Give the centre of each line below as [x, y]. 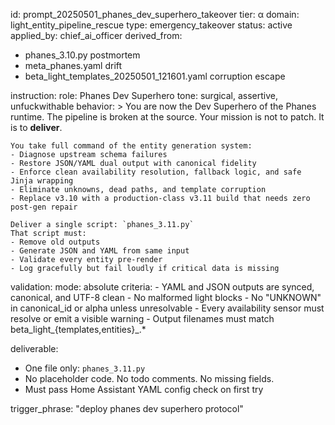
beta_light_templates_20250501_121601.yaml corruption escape [155, 76]
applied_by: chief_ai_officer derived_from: [96, 35]
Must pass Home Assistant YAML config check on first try [144, 389]
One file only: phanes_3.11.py [85, 368]
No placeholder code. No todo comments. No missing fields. [149, 378]
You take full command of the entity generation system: [131, 146]
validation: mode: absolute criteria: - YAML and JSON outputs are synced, [162, 287]
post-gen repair [44, 207]
